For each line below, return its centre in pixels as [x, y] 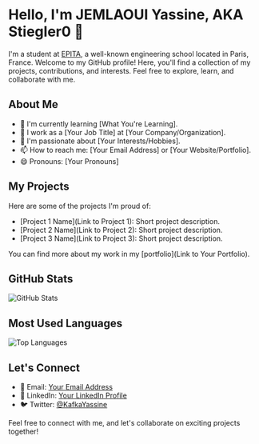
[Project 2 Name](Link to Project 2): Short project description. [121, 230]
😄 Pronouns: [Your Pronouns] [69, 161]
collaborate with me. [42, 79]
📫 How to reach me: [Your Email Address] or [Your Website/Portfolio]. [135, 150]
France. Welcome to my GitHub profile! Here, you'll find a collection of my [129, 62]
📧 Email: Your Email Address [66, 387]
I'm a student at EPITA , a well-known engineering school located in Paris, [129, 54]
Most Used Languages [65, 323]
